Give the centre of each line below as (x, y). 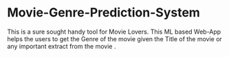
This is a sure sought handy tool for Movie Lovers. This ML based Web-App (114, 32)
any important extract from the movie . (62, 46)
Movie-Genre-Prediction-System (104, 13)
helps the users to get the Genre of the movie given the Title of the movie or (115, 38)
